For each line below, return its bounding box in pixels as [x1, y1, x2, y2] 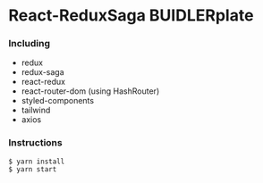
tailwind [21, 104, 51, 116]
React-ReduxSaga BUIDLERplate [8, 5, 254, 26]
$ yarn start [8, 164, 57, 174]
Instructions [8, 137, 64, 149]
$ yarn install [8, 157, 65, 166]
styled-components [21, 96, 95, 106]
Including [8, 37, 51, 50]
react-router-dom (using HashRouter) [21, 86, 160, 96]
